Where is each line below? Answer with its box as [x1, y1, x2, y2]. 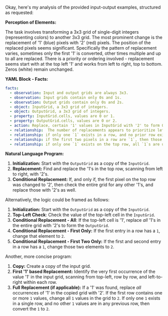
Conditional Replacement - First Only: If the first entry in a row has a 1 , [12, 228, 160, 234]
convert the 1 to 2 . [12, 306, 50, 312]
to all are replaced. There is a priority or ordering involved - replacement [5, 56, 154, 62]
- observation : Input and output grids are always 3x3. [9, 90, 128, 95]
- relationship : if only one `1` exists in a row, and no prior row [9, 132, 155, 137]
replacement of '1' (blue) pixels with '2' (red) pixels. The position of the [5, 40, 151, 46]
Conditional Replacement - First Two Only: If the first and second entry [12, 238, 161, 245]
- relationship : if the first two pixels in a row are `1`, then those [9, 137, 162, 142]
